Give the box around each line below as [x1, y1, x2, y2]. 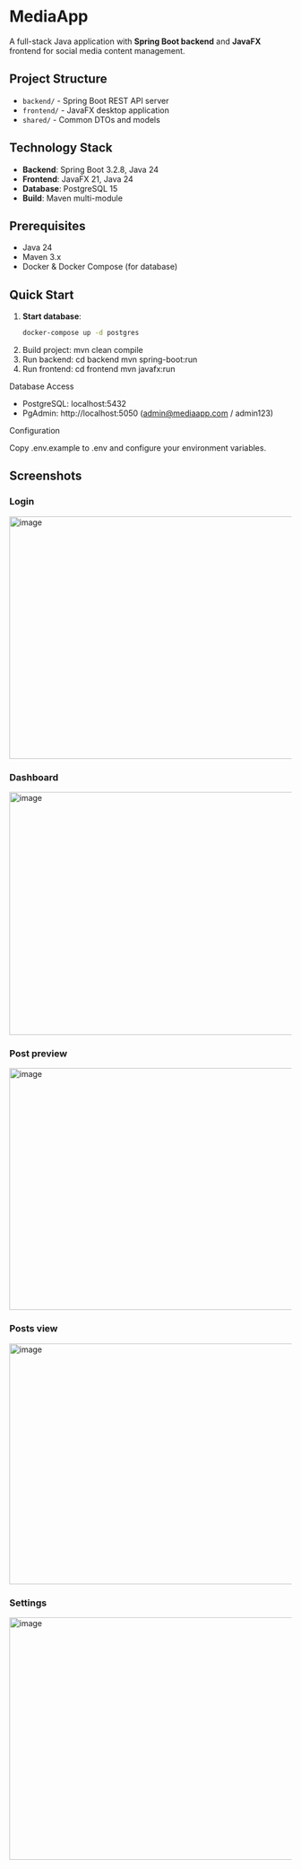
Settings [9, 1597, 47, 1609]
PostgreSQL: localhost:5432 [21, 399, 127, 409]
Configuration [9, 426, 61, 436]
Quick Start [9, 287, 74, 302]
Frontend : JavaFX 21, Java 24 [21, 173, 134, 185]
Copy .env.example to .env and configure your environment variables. [9, 443, 267, 453]
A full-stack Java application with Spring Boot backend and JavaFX [9, 36, 262, 47]
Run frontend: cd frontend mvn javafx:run [21, 364, 176, 375]
